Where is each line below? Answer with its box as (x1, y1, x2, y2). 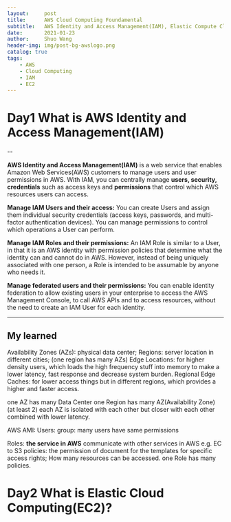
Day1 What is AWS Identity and (7, 110, 187, 126)
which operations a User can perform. (7, 225, 115, 234)
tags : (7, 55, 23, 62)
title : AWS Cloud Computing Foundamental (7, 17, 143, 23)
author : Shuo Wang (7, 36, 72, 43)
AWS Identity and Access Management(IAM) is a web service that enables (7, 161, 222, 169)
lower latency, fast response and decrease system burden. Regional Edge (7, 370, 216, 378)
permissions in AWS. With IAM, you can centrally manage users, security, (7, 176, 217, 184)
